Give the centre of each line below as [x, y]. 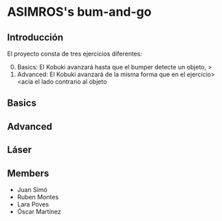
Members [28, 173]
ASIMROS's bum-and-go [79, 12]
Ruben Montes [38, 197]
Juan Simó [32, 189]
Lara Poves [33, 204]
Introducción [35, 37]
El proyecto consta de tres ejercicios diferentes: [75, 54]
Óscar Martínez [39, 211]
